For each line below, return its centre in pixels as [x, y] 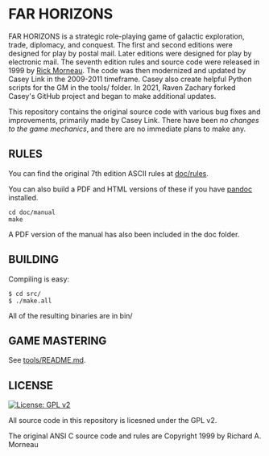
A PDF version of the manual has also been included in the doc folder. [124, 234]
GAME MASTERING [58, 341]
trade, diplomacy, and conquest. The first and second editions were [121, 44]
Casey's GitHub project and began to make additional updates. [112, 96]
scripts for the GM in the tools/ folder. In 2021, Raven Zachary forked [122, 87]
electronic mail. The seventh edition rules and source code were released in [134, 62]
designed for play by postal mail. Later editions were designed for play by [130, 53]
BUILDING [33, 259]
